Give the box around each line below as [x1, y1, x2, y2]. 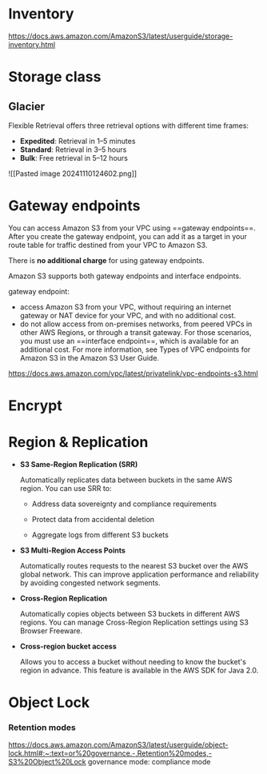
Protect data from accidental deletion [31, 515, 154, 524]
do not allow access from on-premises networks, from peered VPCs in [19, 319, 253, 329]
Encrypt [8, 397, 62, 415]
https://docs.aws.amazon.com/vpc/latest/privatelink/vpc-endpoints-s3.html [8, 369, 258, 378]
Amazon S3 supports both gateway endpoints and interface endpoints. [8, 271, 241, 281]
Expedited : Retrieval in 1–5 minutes [19, 136, 136, 146]
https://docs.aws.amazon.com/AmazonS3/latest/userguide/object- [8, 740, 229, 750]
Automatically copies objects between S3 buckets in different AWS [19, 609, 241, 618]
